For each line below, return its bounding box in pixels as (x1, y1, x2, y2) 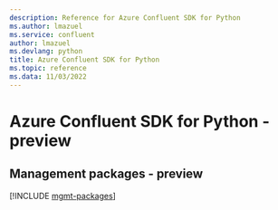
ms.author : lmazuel (9, 22, 83, 31)
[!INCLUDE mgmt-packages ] (9, 190, 116, 201)
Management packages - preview (9, 167, 204, 182)
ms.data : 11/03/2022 (9, 72, 88, 81)
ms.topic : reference (9, 64, 88, 73)
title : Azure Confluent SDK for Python (9, 55, 160, 64)
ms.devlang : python (9, 47, 83, 56)
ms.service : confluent (9, 30, 95, 39)
